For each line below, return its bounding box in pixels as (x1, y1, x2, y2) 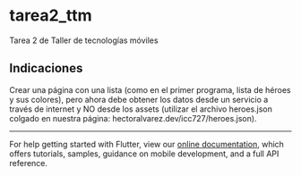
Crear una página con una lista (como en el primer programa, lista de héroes (9, 84, 291, 95)
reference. (9, 157, 47, 168)
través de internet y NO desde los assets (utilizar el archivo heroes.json (9, 104, 273, 114)
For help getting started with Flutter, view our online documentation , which (9, 138, 285, 149)
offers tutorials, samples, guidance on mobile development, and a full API (9, 148, 279, 159)
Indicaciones (9, 61, 83, 76)
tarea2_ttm (9, 5, 92, 26)
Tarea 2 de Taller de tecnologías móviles (9, 35, 159, 46)
